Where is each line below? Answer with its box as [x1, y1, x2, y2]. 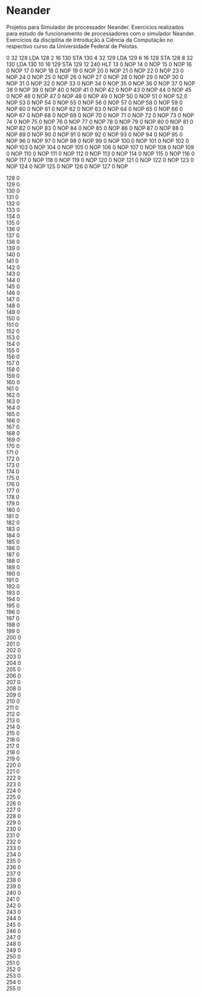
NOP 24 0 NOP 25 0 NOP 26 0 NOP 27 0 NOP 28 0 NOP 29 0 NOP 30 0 [6, 73, 184, 80]
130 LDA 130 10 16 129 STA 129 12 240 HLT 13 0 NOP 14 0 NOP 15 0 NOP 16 [6, 61, 192, 68]
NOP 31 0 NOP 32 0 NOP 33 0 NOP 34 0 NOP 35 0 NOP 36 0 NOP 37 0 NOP [6, 79, 196, 87]
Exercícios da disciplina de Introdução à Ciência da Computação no [6, 36, 173, 43]
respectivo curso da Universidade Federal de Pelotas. [6, 43, 139, 50]
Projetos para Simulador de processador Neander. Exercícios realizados [6, 23, 184, 31]
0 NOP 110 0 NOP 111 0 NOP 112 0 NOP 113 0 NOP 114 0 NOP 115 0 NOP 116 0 [6, 150, 195, 157]
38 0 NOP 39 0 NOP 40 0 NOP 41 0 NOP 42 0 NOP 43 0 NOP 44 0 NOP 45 [6, 86, 192, 93]
